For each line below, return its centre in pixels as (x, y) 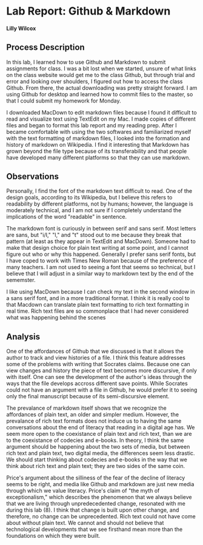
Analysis (23, 337)
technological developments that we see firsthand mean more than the (95, 529)
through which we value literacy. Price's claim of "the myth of (83, 491)
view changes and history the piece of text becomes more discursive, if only (101, 370)
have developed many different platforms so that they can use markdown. (98, 157)
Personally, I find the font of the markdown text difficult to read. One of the (99, 191)
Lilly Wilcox (21, 28)
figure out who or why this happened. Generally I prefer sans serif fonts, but (101, 254)
